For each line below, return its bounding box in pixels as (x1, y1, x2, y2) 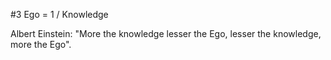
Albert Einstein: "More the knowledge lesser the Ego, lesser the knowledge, (10, 28, 322, 39)
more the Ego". (10, 39, 72, 50)
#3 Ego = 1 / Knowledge (10, 9, 109, 20)
